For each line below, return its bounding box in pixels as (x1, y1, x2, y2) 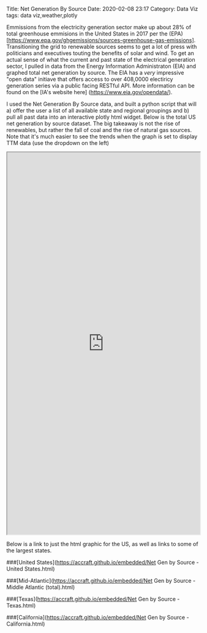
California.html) (6, 620, 45, 627)
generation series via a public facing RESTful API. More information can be (6, 82, 195, 89)
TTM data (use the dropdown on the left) (6, 139, 109, 146)
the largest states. (6, 547, 52, 554)
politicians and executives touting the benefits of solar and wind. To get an (6, 50, 194, 57)
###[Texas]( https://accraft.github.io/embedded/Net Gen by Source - (6, 596, 180, 602)
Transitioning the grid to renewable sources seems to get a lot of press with (6, 43, 197, 50)
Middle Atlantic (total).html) (6, 583, 75, 591)
